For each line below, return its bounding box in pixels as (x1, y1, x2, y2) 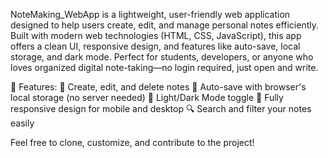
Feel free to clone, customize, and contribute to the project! (10, 137, 255, 148)
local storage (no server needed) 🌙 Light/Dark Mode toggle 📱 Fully (10, 92, 284, 103)
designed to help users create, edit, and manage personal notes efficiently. (10, 19, 319, 31)
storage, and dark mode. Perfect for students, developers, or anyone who (10, 51, 314, 63)
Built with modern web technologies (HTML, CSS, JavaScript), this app (10, 30, 302, 41)
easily (10, 117, 35, 129)
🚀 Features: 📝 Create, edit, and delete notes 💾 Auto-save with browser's (10, 81, 307, 93)
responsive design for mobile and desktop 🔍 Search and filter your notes (10, 103, 312, 114)
